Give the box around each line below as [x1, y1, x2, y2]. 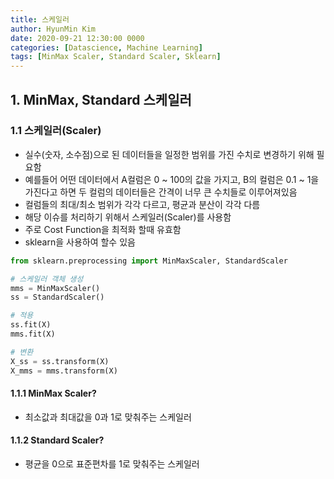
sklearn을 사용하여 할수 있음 [24, 236, 136, 248]
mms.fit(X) [10, 329, 56, 340]
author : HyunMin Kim [10, 24, 97, 34]
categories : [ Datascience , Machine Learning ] [10, 42, 203, 53]
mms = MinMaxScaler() [10, 283, 101, 293]
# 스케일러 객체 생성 [10, 274, 84, 284]
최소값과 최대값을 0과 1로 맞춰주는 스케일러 [24, 411, 192, 423]
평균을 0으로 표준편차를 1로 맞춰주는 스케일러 [24, 457, 200, 470]
